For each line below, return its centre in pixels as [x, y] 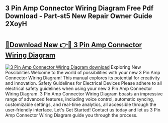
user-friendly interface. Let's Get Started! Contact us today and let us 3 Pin [83, 110]
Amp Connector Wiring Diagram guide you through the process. [71, 115]
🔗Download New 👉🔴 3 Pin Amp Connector [74, 45]
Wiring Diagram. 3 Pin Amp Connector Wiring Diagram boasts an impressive [84, 94]
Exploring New [126, 67]
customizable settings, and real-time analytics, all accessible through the [81, 104]
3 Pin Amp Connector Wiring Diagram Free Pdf [79, 8]
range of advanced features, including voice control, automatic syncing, [80, 99]
